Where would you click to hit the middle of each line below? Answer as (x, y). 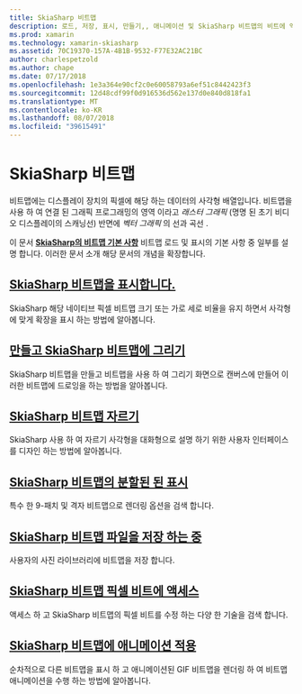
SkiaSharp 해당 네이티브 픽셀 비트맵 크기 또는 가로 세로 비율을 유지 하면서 (138, 308)
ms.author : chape (42, 68)
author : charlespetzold (54, 59)
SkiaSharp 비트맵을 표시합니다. (93, 285)
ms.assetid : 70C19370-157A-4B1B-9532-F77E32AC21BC (106, 51)
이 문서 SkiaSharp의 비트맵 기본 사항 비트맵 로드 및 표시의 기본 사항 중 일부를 (144, 242)
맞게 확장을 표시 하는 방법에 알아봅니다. (87, 319)
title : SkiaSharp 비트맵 (53, 18)
